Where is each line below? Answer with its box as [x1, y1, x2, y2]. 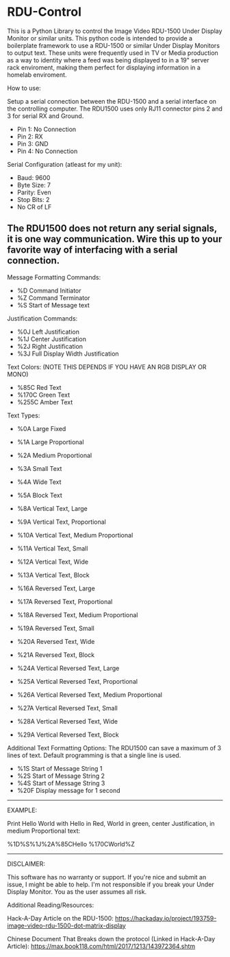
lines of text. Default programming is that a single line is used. [7, 751, 181, 759]
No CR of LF [16, 203, 52, 211]
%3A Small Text [16, 464, 62, 472]
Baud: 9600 [16, 173, 51, 182]
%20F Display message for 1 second [16, 786, 120, 794]
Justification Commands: [7, 314, 78, 323]
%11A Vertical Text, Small [16, 544, 88, 553]
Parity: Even [16, 188, 51, 196]
